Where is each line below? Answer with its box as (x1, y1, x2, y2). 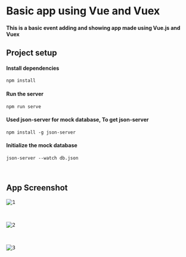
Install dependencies (6, 64, 60, 72)
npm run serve (6, 103, 42, 110)
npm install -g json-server (6, 129, 76, 135)
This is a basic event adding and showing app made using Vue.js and (6, 24, 181, 31)
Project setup (6, 48, 58, 58)
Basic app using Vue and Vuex (6, 4, 160, 18)
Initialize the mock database (6, 142, 77, 149)
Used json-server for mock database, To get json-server (6, 116, 149, 123)
